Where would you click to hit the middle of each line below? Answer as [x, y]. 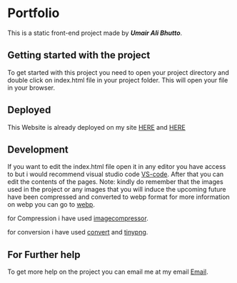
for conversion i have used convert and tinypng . [78, 232]
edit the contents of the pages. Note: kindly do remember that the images [115, 182]
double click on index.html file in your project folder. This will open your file [118, 80]
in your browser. [31, 88]
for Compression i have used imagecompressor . [78, 218]
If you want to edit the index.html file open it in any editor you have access [117, 167]
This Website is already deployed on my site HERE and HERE [96, 127]
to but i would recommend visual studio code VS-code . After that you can [116, 174]
